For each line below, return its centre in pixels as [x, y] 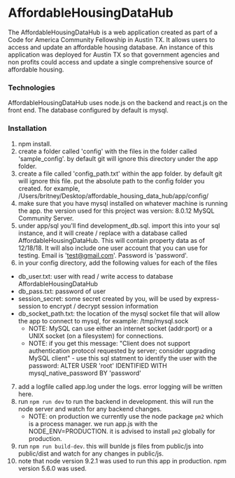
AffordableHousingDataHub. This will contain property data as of [112, 240]
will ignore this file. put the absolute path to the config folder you [111, 181]
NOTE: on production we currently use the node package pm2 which [126, 416]
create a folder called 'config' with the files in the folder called [107, 151]
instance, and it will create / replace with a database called [102, 233]
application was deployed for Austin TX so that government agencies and [114, 55]
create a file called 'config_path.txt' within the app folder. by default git [120, 174]
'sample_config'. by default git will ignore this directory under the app [118, 158]
